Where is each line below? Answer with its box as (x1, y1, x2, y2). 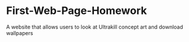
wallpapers (6, 29, 34, 36)
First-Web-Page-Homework (6, 4, 147, 17)
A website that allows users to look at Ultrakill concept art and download (6, 23, 183, 30)
